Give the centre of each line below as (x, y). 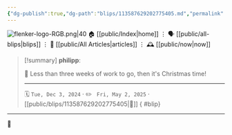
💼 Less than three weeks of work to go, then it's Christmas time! (115, 73)
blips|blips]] (24, 44)
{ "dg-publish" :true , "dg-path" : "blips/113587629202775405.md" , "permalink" (116, 13)
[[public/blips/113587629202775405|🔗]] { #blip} (92, 104)
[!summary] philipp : (52, 60)
